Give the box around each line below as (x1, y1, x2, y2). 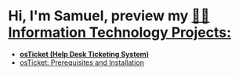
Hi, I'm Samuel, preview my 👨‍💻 (8, 7, 210, 25)
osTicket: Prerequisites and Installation (19, 58, 145, 67)
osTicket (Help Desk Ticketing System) (19, 49, 150, 59)
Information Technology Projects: (8, 23, 231, 41)
